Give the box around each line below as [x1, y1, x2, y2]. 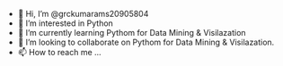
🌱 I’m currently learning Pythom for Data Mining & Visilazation [17, 28, 246, 37]
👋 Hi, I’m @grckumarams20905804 [17, 9, 149, 19]
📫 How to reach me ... [17, 47, 102, 57]
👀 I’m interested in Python [17, 18, 114, 29]
